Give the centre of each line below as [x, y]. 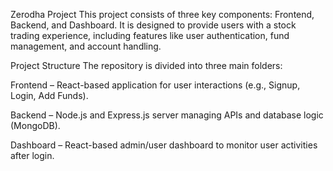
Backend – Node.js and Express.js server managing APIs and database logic [167, 115]
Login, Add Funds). [49, 95]
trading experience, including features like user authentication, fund [150, 35]
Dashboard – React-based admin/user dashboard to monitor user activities [164, 145]
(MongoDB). [35, 125]
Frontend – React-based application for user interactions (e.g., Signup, [155, 85]
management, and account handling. [86, 46]
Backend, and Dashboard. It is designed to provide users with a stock [153, 25]
